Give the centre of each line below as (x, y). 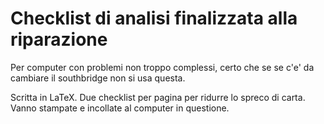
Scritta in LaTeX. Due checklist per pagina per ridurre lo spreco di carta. (158, 97)
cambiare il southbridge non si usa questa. (98, 78)
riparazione (59, 39)
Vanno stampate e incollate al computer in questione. (120, 108)
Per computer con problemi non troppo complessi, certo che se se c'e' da (162, 67)
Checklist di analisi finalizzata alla (154, 18)
